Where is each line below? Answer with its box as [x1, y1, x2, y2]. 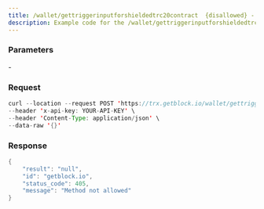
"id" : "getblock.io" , [22, 172, 93, 180]
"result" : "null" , [22, 165, 82, 173]
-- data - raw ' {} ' [8, 121, 61, 129]
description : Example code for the [8, 19, 125, 27]
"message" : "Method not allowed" [22, 187, 132, 195]
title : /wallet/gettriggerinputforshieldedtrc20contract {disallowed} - [8, 11, 255, 20]
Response [8, 140, 47, 151]
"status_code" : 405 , [22, 179, 90, 188]
